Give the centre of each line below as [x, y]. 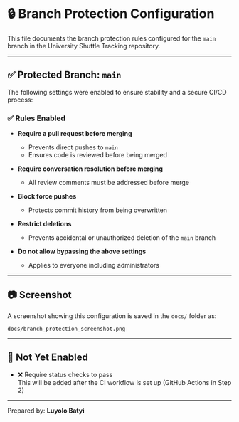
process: [20, 100]
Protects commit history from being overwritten [98, 210]
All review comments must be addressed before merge [109, 183]
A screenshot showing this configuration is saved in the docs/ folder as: [112, 316]
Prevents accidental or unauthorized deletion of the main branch [122, 238]
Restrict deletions [44, 224]
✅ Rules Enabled [37, 118]
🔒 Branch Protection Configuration [111, 14]
